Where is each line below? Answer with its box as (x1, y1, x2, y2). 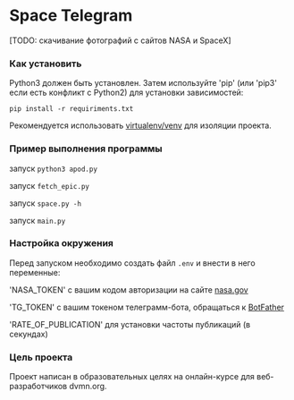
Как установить (9, 57, 82, 70)
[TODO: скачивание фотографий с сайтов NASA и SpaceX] (9, 35, 231, 46)
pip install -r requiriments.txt (9, 105, 134, 114)
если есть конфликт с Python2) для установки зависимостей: (9, 87, 244, 98)
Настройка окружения (9, 237, 114, 250)
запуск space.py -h (9, 198, 82, 209)
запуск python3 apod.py (9, 163, 98, 174)
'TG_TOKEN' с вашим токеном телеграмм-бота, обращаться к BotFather (9, 302, 284, 312)
